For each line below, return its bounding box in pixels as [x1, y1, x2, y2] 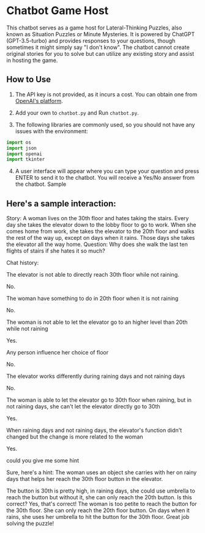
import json [6, 145, 37, 151]
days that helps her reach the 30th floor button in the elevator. [6, 475, 163, 483]
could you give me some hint [6, 457, 80, 464]
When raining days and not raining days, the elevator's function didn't [6, 427, 182, 434]
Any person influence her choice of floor [6, 349, 109, 356]
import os [6, 139, 32, 145]
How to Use [6, 74, 51, 85]
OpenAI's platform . [15, 97, 63, 104]
